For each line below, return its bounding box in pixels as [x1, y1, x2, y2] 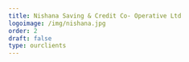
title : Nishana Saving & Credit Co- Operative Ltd [8, 11, 182, 20]
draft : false [8, 34, 52, 43]
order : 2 [8, 27, 38, 35]
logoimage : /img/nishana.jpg [8, 19, 106, 27]
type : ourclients [8, 42, 67, 50]
